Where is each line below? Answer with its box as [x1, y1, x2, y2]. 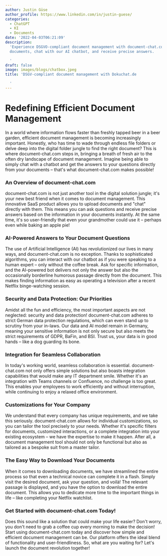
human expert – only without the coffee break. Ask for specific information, [5, 262, 159, 268]
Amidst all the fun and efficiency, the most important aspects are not [5, 307, 146, 313]
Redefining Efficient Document [5, 103, 135, 114]
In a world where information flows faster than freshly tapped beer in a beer [5, 129, 161, 135]
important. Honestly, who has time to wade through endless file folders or [5, 140, 156, 146]
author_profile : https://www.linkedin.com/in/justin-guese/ [5, 12, 133, 17]
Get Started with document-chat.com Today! [5, 507, 116, 514]
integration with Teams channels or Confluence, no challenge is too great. [5, 378, 157, 384]
